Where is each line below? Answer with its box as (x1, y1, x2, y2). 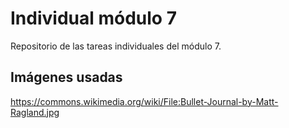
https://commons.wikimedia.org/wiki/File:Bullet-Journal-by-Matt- (10, 95, 279, 107)
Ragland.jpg (10, 106, 60, 118)
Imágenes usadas (10, 69, 123, 86)
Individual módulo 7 (10, 7, 177, 30)
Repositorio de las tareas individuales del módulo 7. (10, 40, 222, 52)
